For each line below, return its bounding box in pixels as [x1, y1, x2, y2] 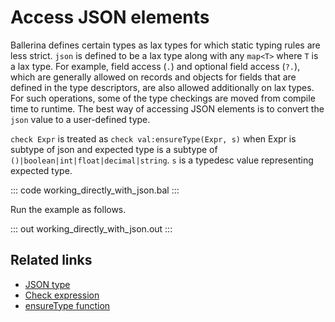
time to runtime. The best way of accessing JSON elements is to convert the [10, 102, 325, 115]
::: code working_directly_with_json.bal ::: [10, 184, 180, 196]
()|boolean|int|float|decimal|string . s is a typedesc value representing [10, 154, 314, 166]
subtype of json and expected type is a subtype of [10, 143, 218, 155]
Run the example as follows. [10, 203, 127, 215]
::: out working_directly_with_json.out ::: [10, 222, 173, 235]
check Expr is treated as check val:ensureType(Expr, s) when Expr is [10, 132, 297, 145]
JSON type [24, 278, 71, 290]
